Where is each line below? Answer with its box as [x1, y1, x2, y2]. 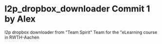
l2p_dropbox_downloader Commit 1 [4, 3, 150, 14]
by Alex [4, 13, 36, 24]
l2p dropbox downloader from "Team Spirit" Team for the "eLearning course [4, 29, 158, 35]
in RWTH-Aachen [4, 34, 40, 40]
